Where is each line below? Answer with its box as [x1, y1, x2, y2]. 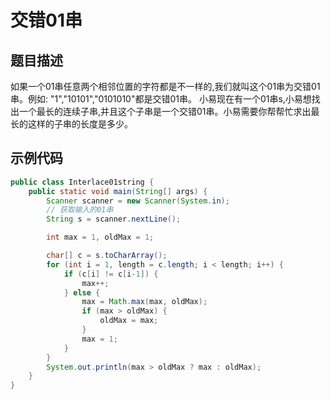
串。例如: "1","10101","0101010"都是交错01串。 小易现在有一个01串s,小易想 [10, 93, 312, 105]
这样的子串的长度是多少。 [27, 118, 133, 130]
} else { [63, 287, 101, 298]
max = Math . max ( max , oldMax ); [81, 297, 208, 307]
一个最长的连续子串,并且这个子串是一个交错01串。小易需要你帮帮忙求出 [18, 106, 312, 117]
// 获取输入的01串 [46, 205, 114, 215]
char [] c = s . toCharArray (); [46, 251, 168, 261]
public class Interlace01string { [10, 177, 155, 187]
